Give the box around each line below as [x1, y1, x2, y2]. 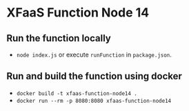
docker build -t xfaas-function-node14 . [16, 90, 137, 97]
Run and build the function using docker [6, 70, 182, 82]
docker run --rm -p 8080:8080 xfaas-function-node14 [16, 97, 172, 104]
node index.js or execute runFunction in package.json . [16, 50, 172, 59]
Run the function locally [6, 32, 111, 44]
